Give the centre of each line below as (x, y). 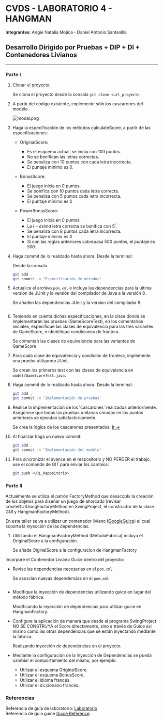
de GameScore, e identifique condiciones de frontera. (66, 332)
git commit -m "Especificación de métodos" (57, 279)
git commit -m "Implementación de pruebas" (57, 398)
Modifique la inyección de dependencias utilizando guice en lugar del (82, 592)
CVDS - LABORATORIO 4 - (59, 8)
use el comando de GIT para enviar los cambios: (61, 464)
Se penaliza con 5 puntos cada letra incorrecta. (74, 196)
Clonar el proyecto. (31, 85)
